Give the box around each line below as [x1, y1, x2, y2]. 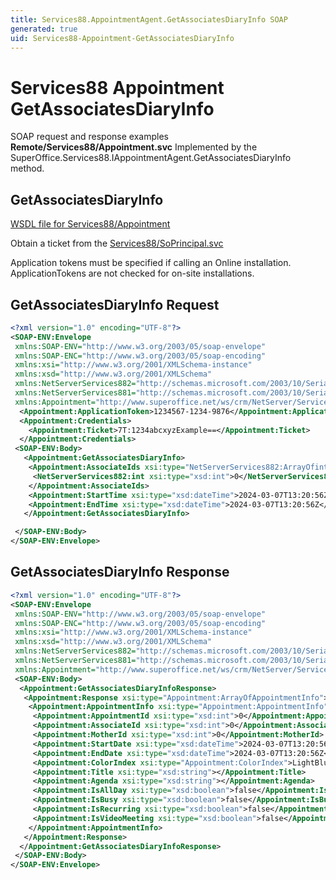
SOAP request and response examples [10, 131, 169, 143]
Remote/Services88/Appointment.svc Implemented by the [10, 141, 258, 153]
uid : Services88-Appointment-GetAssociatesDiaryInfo [10, 33, 235, 43]
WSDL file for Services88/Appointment [10, 218, 171, 230]
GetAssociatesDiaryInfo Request [10, 296, 220, 313]
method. [10, 162, 45, 175]
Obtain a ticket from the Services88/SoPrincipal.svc [10, 237, 224, 250]
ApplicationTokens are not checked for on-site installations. [10, 267, 255, 280]
